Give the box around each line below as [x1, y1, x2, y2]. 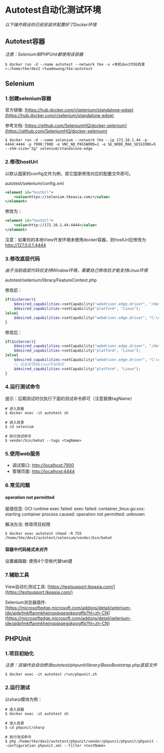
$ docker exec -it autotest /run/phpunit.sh [5, 672, 97, 677]
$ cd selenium [5, 424, 34, 429]
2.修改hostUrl [5, 159, 38, 165]
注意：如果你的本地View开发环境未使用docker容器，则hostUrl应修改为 [5, 236, 146, 242]
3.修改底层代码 [5, 255, 40, 262]
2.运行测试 [5, 684, 30, 691]
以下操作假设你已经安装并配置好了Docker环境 [5, 22, 97, 27]
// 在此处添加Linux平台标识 [14, 362, 64, 367]
